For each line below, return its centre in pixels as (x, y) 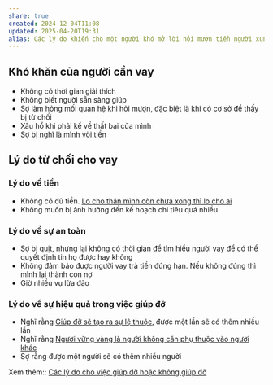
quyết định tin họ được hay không (76, 257)
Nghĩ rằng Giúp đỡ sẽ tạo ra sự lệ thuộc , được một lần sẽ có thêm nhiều (140, 322)
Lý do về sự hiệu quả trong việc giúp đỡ (87, 304)
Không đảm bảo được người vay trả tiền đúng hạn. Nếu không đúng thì (138, 266)
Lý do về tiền (34, 183)
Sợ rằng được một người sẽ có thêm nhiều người (101, 357)
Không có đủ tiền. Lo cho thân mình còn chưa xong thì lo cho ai (126, 201)
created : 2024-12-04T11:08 (54, 24)
